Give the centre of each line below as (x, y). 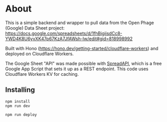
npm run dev (18, 106)
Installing (20, 90)
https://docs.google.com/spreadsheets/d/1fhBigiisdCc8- (64, 33)
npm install (18, 101)
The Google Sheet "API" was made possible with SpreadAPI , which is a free (83, 63)
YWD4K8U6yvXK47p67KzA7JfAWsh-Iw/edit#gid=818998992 (69, 39)
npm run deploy (21, 114)
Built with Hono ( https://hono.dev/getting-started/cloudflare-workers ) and (82, 48)
